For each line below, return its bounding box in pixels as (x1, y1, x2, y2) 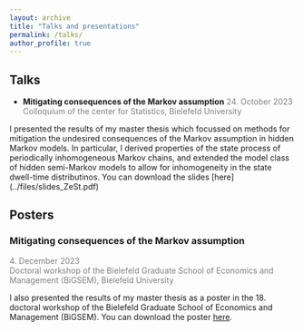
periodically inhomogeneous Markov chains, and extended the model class (9, 152, 290, 163)
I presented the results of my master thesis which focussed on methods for (9, 123, 290, 134)
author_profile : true (9, 38, 92, 48)
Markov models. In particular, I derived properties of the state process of (9, 142, 281, 154)
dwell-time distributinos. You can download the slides (9, 171, 210, 182)
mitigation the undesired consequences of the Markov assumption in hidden (9, 133, 295, 144)
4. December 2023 (9, 255, 80, 266)
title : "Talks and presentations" (9, 22, 141, 31)
